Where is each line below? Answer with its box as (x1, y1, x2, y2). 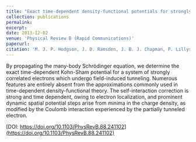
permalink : (6, 19, 33, 25)
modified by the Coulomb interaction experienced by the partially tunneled (6, 105, 185, 112)
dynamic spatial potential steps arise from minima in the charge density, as (6, 100, 186, 106)
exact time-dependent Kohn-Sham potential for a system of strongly (6, 68, 170, 76)
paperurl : (6, 41, 30, 47)
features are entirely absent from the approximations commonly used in (6, 81, 178, 88)
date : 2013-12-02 (6, 30, 48, 36)
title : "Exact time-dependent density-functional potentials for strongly (6, 8, 192, 15)
